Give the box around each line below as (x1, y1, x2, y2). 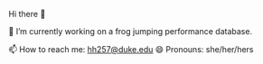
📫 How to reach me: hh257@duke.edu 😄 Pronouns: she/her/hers (8, 44, 254, 54)
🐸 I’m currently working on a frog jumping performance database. (8, 26, 253, 36)
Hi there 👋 (8, 9, 46, 19)
